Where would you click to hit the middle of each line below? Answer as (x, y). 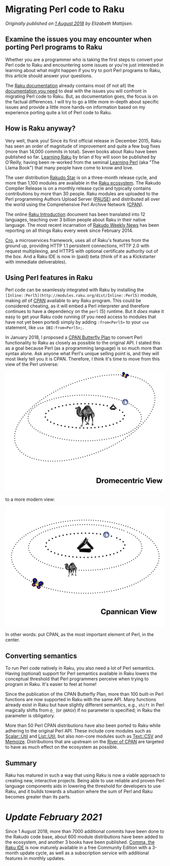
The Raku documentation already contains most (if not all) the (70, 85)
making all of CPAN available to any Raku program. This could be (73, 301)
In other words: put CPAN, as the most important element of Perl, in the (79, 635)
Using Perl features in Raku (49, 278)
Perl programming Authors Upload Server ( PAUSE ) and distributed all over (83, 199)
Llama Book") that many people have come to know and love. (69, 167)
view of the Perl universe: (32, 364)
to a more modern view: (30, 499)
